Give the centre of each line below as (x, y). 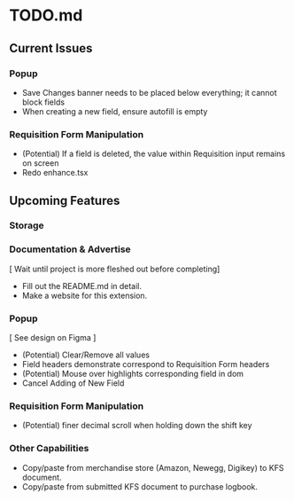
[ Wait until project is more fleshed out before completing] (115, 269)
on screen (40, 163)
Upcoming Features (65, 200)
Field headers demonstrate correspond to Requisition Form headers (146, 364)
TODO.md (46, 16)
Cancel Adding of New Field (73, 383)
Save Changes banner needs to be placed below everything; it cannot (149, 92)
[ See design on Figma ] (53, 338)
